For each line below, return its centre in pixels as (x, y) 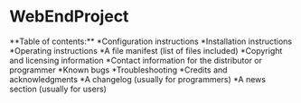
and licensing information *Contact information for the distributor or (136, 60)
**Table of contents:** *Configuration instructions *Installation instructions (151, 41)
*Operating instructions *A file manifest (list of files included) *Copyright (146, 50)
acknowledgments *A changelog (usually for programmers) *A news (138, 79)
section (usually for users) (58, 89)
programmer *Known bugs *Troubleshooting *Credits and (118, 70)
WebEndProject (69, 17)
